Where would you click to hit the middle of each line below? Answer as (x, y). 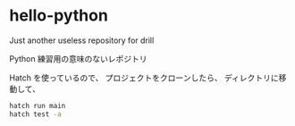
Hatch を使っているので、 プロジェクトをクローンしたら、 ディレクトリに (144, 78)
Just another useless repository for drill (82, 40)
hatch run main (38, 105)
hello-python (59, 16)
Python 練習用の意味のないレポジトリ (78, 58)
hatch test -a (36, 114)
